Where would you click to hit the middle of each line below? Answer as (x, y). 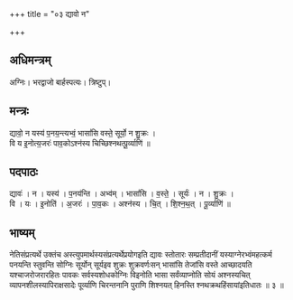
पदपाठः (24, 172)
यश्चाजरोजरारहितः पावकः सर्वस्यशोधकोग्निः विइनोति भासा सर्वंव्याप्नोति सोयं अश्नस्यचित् (130, 275)
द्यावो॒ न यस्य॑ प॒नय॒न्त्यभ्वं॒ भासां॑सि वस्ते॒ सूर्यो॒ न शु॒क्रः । (82, 133)
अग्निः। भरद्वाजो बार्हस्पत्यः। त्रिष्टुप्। (60, 82)
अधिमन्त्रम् (30, 60)
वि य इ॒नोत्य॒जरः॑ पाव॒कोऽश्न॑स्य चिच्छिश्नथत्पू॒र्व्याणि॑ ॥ (80, 143)
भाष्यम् (22, 233)
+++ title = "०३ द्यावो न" (50, 14)
